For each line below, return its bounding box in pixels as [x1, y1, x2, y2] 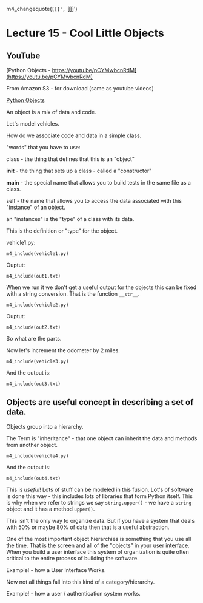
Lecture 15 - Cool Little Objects [6, 27, 165, 40]
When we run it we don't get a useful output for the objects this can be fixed [6, 284, 197, 291]
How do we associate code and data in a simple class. [6, 132, 142, 139]
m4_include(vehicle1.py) [6, 251, 69, 257]
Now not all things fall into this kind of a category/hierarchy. [6, 578, 155, 585]
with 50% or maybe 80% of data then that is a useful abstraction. [6, 523, 170, 531]
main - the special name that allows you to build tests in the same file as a [6, 179, 191, 186]
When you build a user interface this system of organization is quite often [6, 548, 190, 555]
